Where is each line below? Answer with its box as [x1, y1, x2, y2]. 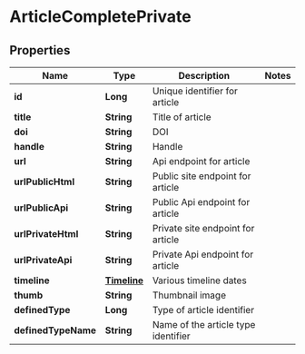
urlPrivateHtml [14, 228, 79, 240]
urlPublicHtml [14, 175, 75, 188]
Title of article [152, 111, 212, 123]
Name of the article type [152, 319, 256, 330]
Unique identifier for [152, 84, 239, 97]
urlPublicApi [14, 202, 69, 214]
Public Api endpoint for [152, 196, 251, 208]
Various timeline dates [152, 274, 247, 287]
